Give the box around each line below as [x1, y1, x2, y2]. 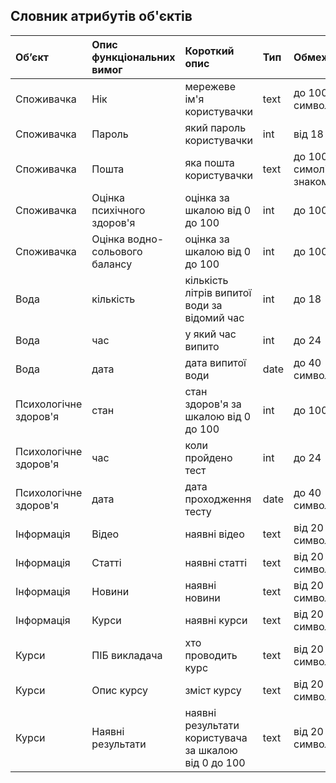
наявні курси [184, 613, 248, 627]
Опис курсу [91, 683, 149, 697]
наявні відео [184, 527, 245, 541]
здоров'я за [184, 397, 242, 411]
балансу [91, 257, 133, 271]
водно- [127, 232, 165, 246]
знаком [293, 174, 330, 188]
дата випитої [184, 355, 247, 369]
